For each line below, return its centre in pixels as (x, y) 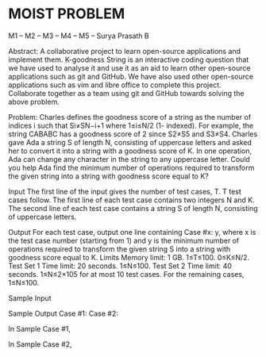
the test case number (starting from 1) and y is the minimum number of (124, 240)
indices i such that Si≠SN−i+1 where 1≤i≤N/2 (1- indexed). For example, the (131, 125)
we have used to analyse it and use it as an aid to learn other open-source (129, 67)
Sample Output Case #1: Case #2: (64, 313)
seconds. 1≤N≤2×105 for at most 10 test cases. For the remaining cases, (126, 274)
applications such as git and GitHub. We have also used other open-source (131, 76)
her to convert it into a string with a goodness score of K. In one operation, (130, 151)
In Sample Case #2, (40, 344)
